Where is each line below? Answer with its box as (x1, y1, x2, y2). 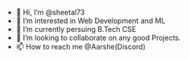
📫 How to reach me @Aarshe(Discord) (15, 42, 146, 51)
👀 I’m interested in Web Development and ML (15, 16, 166, 26)
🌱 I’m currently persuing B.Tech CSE (15, 25, 137, 33)
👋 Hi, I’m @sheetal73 (15, 8, 85, 17)
